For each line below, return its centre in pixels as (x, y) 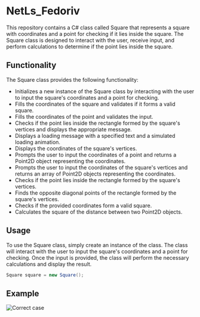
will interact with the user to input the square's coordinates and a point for (97, 251)
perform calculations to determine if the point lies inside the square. (90, 47)
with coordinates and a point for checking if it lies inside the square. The (95, 33)
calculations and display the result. (49, 264)
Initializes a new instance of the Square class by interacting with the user (104, 91)
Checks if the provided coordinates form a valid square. (83, 205)
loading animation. (38, 142)
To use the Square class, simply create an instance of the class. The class (97, 245)
